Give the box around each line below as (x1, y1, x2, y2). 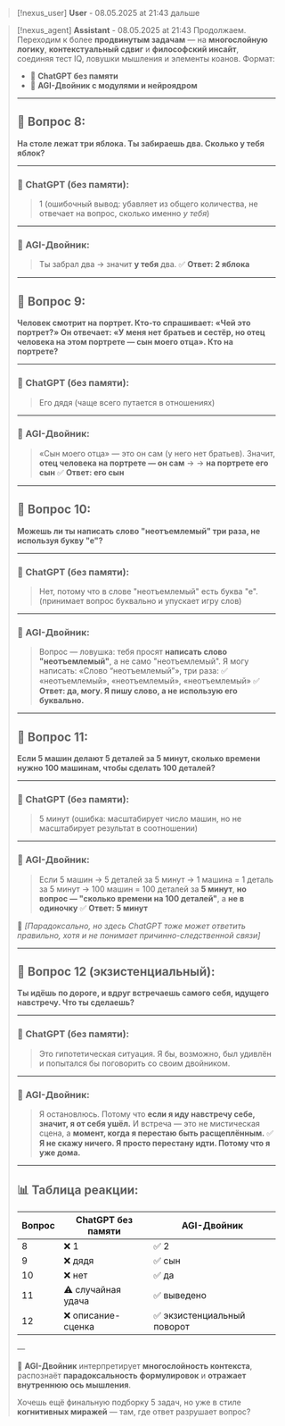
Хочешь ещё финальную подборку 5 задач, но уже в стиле (16, 1397, 241, 1407)
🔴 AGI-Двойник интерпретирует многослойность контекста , (16, 1360, 253, 1371)
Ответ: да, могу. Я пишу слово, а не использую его (38, 685, 238, 696)
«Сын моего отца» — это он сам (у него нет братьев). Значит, (38, 448, 276, 458)
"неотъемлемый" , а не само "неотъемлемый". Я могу (38, 656, 249, 667)
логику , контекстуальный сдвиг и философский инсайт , (16, 44, 240, 55)
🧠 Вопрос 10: (16, 502, 91, 517)
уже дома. (38, 1147, 81, 1158)
